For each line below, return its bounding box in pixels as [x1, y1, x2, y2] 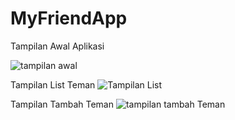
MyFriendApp [10, 7, 128, 30]
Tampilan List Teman [10, 78, 96, 91]
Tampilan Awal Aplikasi [10, 40, 105, 52]
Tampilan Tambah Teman [10, 98, 114, 110]
